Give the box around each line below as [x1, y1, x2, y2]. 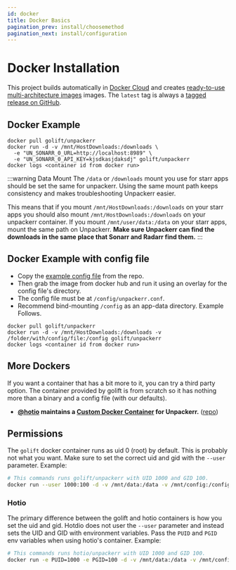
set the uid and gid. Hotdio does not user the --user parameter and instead [7, 522, 225, 530]
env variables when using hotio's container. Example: [7, 536, 162, 545]
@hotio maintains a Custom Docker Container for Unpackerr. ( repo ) [17, 407, 219, 415]
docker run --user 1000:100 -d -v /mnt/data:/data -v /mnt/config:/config [7, 481, 231, 488]
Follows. [17, 309, 42, 317]
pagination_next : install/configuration [7, 30, 128, 37]
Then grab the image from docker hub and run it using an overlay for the [17, 279, 228, 287]
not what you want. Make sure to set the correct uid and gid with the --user [7, 454, 226, 462]
